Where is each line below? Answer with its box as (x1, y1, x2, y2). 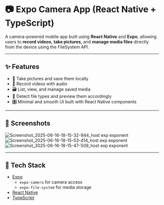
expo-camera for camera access (19, 179, 82, 185)
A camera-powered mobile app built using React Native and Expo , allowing (5, 34, 157, 39)
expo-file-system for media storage (19, 185, 92, 190)
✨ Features (5, 63, 40, 71)
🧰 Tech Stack (5, 161, 46, 169)
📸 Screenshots (5, 119, 51, 128)
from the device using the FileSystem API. (5, 44, 89, 50)
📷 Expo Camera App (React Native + (5, 4, 157, 15)
